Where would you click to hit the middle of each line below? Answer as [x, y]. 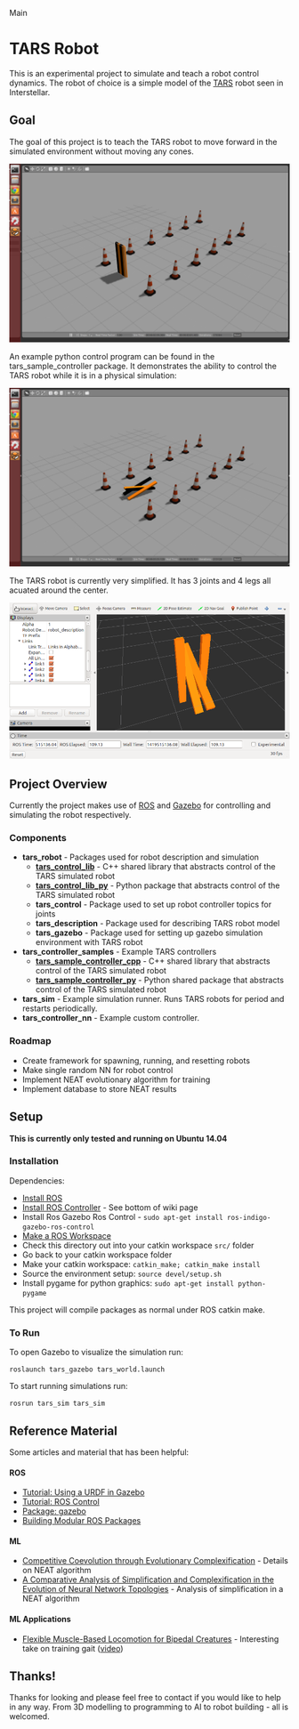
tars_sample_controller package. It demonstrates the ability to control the [143, 366]
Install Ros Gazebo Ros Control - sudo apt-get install [123, 1216]
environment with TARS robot [89, 942]
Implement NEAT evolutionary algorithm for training [116, 1079]
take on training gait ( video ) [73, 1648]
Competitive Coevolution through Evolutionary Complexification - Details [155, 1561]
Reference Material [63, 1430]
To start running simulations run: [69, 1386]
